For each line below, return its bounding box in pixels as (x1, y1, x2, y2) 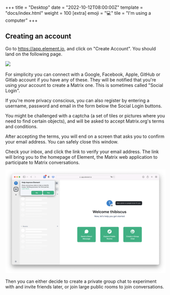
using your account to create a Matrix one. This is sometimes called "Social (5, 82, 163, 88)
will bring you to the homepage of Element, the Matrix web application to (5, 154, 158, 160)
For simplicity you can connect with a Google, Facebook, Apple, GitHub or (5, 71, 161, 77)
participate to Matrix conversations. (5, 159, 80, 165)
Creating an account (5, 32, 72, 41)
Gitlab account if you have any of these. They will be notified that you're (5, 76, 156, 83)
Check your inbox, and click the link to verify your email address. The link (5, 149, 159, 155)
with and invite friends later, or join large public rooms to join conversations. (5, 283, 164, 289)
